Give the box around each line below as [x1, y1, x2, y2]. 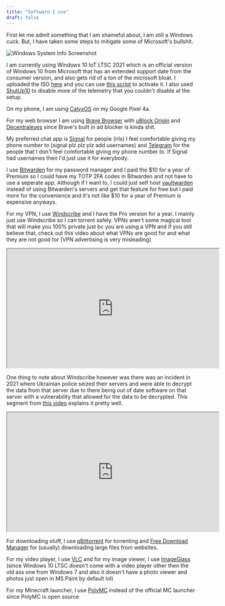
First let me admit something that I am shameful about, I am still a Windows [6, 31, 194, 38]
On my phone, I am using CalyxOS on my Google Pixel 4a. [6, 105, 151, 112]
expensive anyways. [6, 198, 57, 205]
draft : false [6, 15, 39, 21]
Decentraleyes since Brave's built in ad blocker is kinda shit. [6, 123, 156, 130]
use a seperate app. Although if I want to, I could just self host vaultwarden [6, 179, 194, 186]
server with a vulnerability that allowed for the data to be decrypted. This [6, 393, 188, 400]
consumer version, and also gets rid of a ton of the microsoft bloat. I [6, 74, 176, 81]
